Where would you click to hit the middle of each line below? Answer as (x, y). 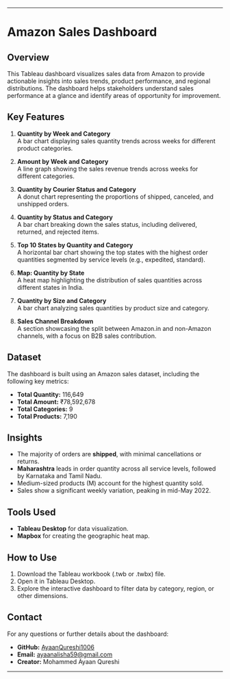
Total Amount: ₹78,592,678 (56, 402)
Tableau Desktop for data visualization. (73, 529)
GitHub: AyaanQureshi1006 (55, 647)
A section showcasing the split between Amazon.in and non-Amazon (114, 328)
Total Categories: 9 (45, 409)
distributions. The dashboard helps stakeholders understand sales (100, 88)
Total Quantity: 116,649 (50, 394)
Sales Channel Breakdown (55, 321)
